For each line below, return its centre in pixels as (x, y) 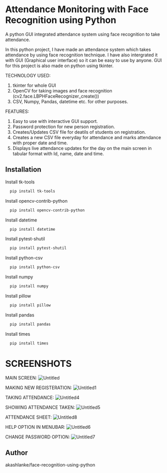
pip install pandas (30, 324)
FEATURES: (17, 111)
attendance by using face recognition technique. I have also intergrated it (81, 55)
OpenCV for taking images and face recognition (62, 90)
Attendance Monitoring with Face (77, 9)
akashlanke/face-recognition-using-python (50, 465)
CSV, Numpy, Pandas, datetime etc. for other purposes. (70, 101)
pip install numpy (29, 286)
